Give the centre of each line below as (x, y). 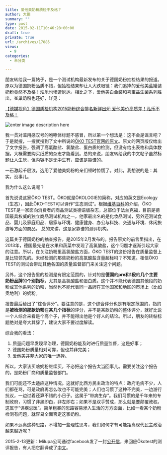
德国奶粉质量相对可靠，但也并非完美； (51, 350)
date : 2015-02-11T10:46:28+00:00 (40, 28)
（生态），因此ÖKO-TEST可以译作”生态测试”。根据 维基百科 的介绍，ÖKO (78, 204)
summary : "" (17, 19)
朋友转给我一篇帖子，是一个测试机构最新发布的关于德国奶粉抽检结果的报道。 (83, 79)
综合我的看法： (20, 333)
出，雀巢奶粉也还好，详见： (34, 98)
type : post (16, 24)
